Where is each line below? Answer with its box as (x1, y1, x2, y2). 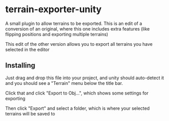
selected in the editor (5, 46, 50, 52)
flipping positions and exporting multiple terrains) (5, 31, 108, 37)
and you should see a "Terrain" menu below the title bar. (5, 80, 123, 86)
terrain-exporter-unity (5, 4, 102, 15)
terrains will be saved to (5, 110, 55, 116)
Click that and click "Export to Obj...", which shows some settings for (5, 90, 149, 96)
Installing (5, 61, 36, 70)
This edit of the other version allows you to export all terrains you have (5, 41, 153, 47)
